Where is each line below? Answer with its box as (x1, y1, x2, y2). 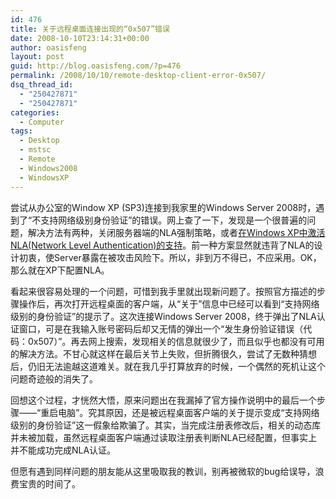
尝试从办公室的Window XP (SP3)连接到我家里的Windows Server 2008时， (10, 201, 317, 213)
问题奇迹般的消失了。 (10, 372, 98, 385)
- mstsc (19, 145, 52, 155)
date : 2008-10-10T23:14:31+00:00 (10, 33, 150, 43)
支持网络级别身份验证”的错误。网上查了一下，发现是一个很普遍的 (40, 214, 308, 226)
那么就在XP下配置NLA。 (10, 264, 110, 276)
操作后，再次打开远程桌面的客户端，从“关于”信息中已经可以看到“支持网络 (18, 297, 320, 310)
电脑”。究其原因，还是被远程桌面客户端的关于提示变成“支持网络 (58, 406, 320, 418)
